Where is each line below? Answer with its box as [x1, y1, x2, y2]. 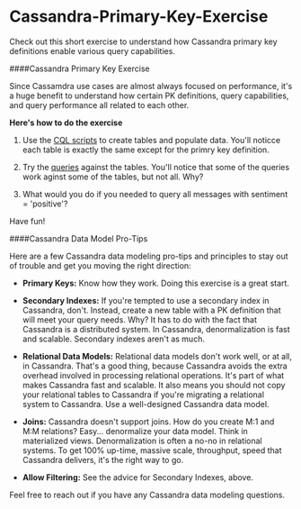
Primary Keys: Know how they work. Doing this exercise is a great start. [22, 277, 290, 288]
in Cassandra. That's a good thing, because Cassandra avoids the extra [22, 360, 288, 371]
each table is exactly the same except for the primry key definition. [22, 144, 270, 155]
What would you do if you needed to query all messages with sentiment [22, 188, 288, 199]
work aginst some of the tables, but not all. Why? [22, 171, 204, 182]
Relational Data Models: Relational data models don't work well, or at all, [22, 350, 292, 361]
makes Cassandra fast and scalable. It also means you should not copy [22, 379, 286, 390]
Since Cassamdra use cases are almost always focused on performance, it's [9, 80, 293, 91]
